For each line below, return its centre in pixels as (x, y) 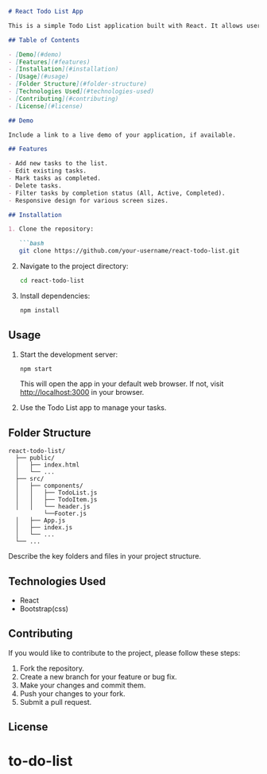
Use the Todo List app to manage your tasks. (93, 408)
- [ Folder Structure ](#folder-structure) (78, 84)
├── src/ (30, 479)
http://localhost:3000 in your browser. (82, 393)
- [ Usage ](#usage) (39, 77)
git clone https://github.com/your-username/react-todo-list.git (129, 251)
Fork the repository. (52, 668)
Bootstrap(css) (44, 609)
